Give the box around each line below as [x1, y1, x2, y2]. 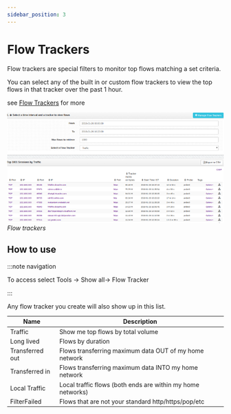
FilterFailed [10, 397, 42, 406]
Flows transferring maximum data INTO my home [59, 364, 198, 372]
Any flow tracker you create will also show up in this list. [7, 302, 166, 310]
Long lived [10, 337, 40, 345]
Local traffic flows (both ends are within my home [59, 380, 199, 389]
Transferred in [10, 367, 50, 375]
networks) [59, 388, 89, 396]
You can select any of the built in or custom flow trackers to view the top [7, 78, 212, 86]
